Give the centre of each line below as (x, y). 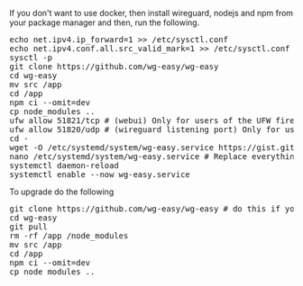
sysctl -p (31, 58)
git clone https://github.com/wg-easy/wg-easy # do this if (145, 209)
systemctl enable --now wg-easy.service (100, 174)
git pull (28, 227)
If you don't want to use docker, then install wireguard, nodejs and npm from (151, 13)
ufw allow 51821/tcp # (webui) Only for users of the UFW (140, 121)
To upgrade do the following (62, 192)
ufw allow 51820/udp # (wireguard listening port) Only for (145, 130)
